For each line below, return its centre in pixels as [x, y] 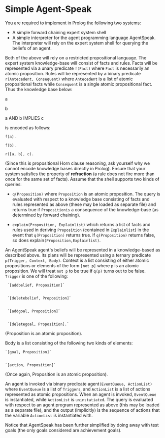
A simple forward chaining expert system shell [59, 32]
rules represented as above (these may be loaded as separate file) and [84, 204]
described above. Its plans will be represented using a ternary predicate [78, 255]
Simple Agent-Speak [49, 9]
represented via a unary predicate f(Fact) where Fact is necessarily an [77, 68]
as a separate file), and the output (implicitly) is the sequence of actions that [82, 410]
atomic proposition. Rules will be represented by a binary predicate [73, 73]
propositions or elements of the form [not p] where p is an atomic [72, 265]
